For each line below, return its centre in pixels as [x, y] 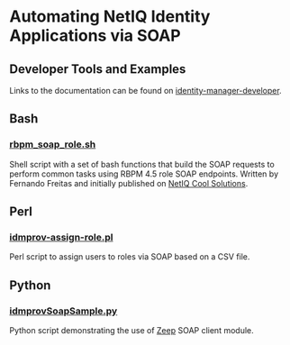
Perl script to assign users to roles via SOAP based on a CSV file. [130, 257]
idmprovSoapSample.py [63, 311]
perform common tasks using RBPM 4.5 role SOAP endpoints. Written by [144, 174]
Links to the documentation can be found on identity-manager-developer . [145, 91]
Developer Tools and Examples [98, 69]
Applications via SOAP [95, 36]
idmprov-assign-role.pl [61, 237]
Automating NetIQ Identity [110, 17]
